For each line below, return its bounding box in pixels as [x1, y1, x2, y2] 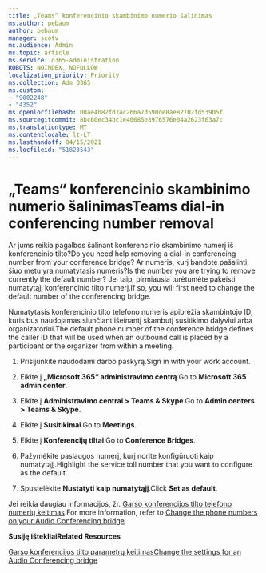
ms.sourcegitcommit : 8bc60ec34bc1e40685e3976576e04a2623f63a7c [8, 116, 224, 124]
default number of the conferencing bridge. [8, 291, 152, 301]
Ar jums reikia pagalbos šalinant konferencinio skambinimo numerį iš [8, 241, 234, 250]
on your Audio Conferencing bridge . [8, 516, 127, 526]
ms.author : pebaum [8, 19, 69, 27]
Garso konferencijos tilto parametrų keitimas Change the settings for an [8, 547, 242, 557]
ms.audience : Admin [8, 42, 73, 50]
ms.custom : [8, 86, 45, 94]
